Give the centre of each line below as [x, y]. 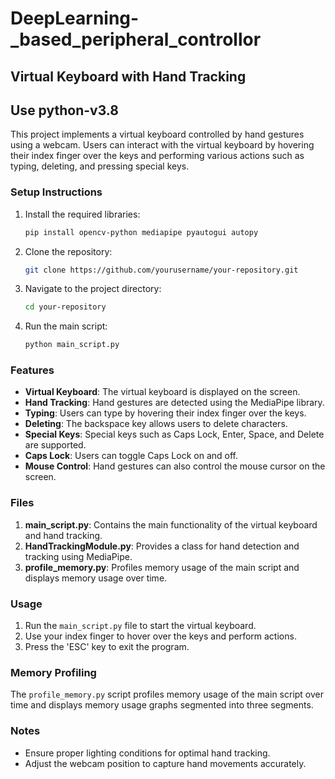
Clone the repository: [68, 251]
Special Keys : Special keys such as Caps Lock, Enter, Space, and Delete [174, 434]
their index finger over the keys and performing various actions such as [157, 156]
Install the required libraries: [82, 214]
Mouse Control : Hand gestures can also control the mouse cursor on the [175, 466]
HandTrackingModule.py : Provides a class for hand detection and [162, 546]
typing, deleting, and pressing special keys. [100, 166]
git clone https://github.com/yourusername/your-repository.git [161, 270]
